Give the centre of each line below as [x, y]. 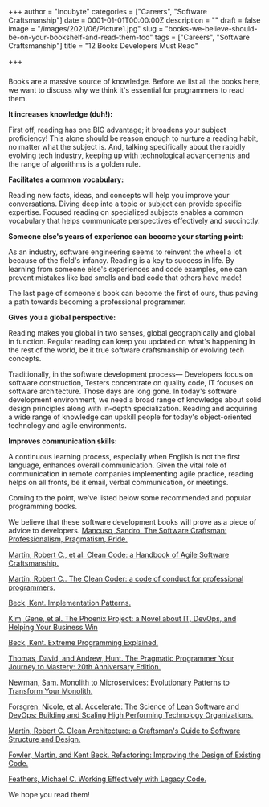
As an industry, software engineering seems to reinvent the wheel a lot [125, 252]
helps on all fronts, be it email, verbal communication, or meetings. [118, 482]
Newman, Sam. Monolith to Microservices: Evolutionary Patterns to [119, 682]
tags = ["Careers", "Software [202, 37]
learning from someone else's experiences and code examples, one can [128, 269]
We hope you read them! [49, 794]
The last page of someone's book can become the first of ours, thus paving [133, 293]
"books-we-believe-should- [211, 29]
